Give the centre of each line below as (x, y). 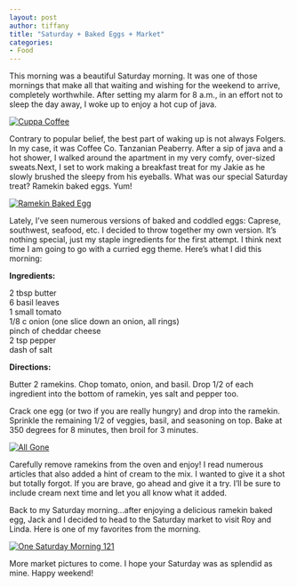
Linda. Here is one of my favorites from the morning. (105, 529)
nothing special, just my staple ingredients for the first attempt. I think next (145, 240)
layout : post (33, 17)
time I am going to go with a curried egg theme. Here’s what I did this (136, 249)
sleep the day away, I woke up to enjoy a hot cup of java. (113, 104)
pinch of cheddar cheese (55, 331)
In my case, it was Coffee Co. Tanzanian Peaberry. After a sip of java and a (146, 149)
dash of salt (31, 350)
